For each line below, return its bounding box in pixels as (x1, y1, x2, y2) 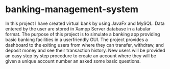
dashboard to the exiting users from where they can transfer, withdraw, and (5, 42, 164, 48)
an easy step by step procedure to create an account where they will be (5, 52, 157, 59)
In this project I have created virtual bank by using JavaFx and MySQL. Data (5, 20, 165, 26)
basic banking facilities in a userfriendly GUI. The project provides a (5, 37, 148, 43)
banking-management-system (5, 4, 139, 15)
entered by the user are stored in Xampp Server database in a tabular (5, 25, 151, 31)
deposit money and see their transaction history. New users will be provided (5, 47, 165, 53)
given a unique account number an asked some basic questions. (5, 58, 141, 64)
